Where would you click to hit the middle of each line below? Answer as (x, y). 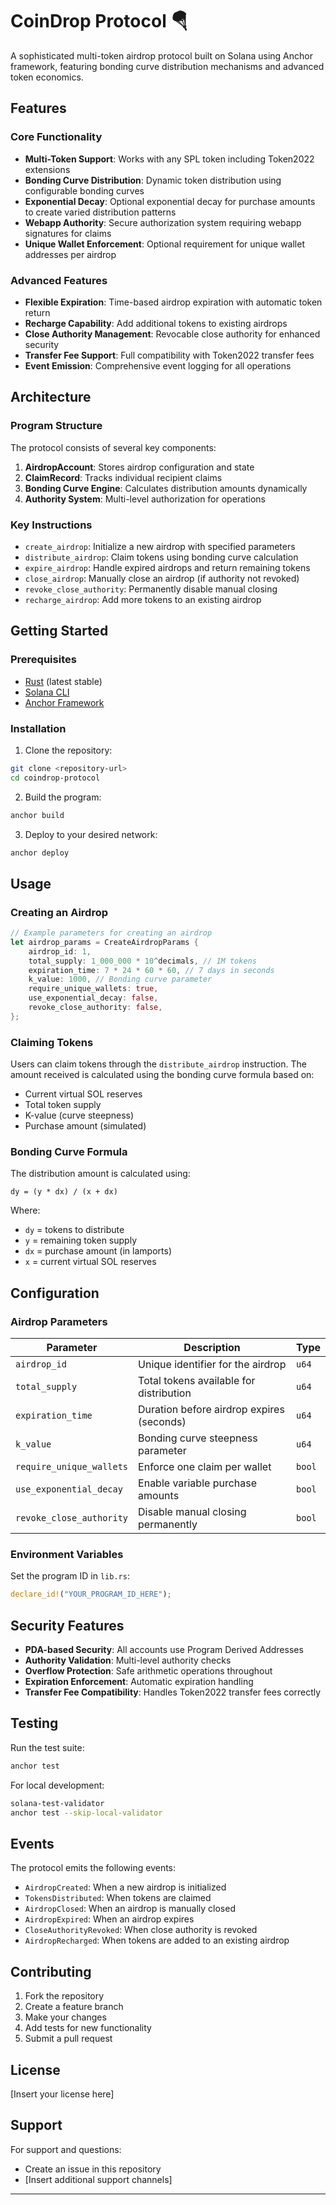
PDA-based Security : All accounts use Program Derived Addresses (164, 1650)
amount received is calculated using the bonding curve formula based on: (162, 1075)
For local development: (57, 1785)
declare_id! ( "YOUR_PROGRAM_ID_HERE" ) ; (91, 1594)
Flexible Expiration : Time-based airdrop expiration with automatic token (173, 302)
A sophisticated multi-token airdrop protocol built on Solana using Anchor (161, 55)
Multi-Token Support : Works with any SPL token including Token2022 (169, 159)
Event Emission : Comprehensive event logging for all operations (158, 365)
